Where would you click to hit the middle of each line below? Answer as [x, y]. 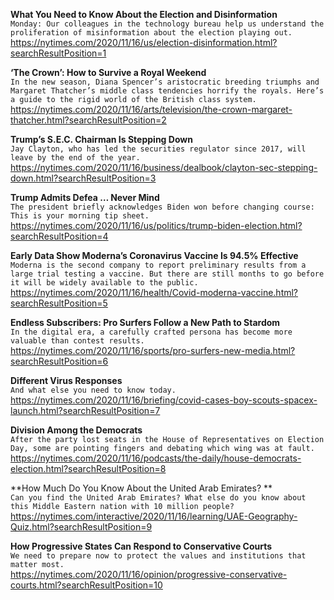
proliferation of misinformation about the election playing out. [151, 33]
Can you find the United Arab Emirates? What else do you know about [158, 498]
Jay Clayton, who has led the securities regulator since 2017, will [158, 149]
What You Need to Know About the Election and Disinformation [144, 14]
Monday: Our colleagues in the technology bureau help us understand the [167, 24]
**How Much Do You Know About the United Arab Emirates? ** [141, 488]
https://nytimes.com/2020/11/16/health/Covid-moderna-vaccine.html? [154, 292]
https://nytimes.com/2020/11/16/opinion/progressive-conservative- [149, 574]
